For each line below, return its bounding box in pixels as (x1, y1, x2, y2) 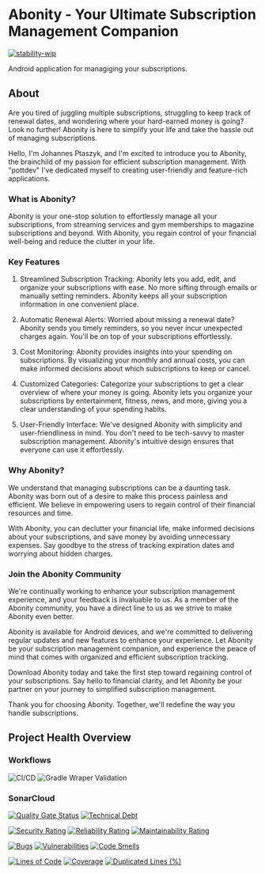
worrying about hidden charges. (8, 549, 113, 558)
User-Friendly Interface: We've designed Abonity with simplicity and (19, 420, 243, 429)
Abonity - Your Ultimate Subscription (8, 6, 257, 24)
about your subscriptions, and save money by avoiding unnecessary (8, 532, 231, 541)
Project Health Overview (8, 731, 132, 745)
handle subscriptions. (8, 708, 79, 717)
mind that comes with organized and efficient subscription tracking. (8, 652, 229, 662)
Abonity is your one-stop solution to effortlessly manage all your (8, 211, 218, 221)
